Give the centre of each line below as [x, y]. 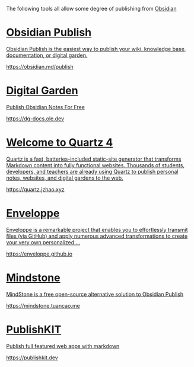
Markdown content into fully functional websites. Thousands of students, [96, 165]
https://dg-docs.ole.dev [35, 119]
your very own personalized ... [43, 242]
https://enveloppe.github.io [39, 254]
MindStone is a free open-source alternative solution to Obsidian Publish [95, 294]
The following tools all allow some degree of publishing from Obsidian [91, 9]
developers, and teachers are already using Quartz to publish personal [92, 171]
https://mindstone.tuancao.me [43, 305]
